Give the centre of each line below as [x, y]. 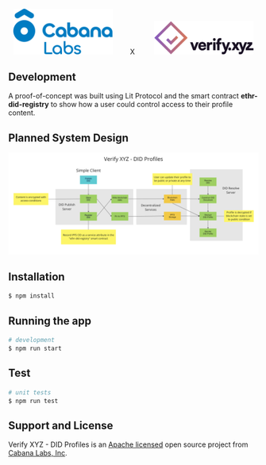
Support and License [61, 425]
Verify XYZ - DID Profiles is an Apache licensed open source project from [128, 444]
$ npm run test [33, 401]
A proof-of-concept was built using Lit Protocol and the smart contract [124, 96]
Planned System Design [69, 138]
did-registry [29, 105]
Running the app [50, 321]
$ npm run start [35, 349]
